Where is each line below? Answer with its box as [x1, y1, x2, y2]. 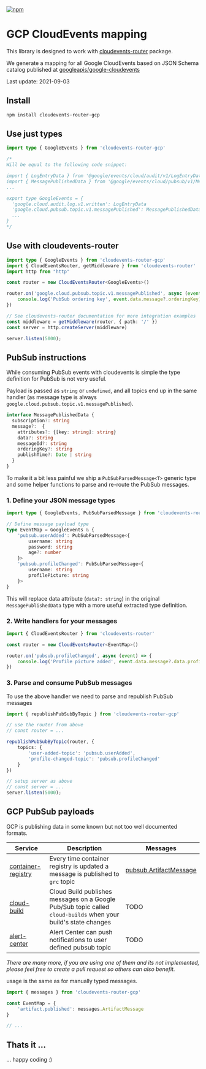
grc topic [49, 877, 75, 886]
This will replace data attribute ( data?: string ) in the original [6, 595, 160, 602]
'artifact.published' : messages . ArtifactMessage [17, 1006, 144, 1012]
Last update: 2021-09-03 [6, 77, 71, 85]
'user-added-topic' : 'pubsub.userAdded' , [28, 750, 136, 756]
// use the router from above [6, 722, 84, 728]
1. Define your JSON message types [6, 496, 115, 504]
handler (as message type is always [6, 394, 97, 401]
